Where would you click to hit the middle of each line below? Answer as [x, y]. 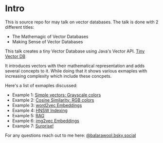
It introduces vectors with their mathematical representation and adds [75, 66]
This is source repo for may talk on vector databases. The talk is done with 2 [82, 22]
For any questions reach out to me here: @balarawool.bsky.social [71, 135]
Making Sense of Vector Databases [47, 41]
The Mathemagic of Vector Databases [50, 36]
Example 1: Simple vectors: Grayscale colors [56, 95]
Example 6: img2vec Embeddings [45, 121]
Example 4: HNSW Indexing [40, 110]
